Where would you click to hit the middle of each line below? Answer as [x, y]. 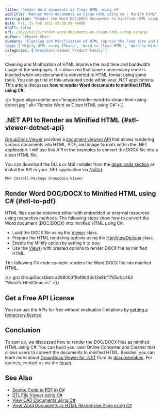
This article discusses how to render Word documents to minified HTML [78, 85]
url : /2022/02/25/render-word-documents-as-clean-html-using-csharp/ [77, 32]
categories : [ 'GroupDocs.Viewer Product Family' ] [56, 50]
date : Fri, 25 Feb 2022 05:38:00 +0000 [45, 23]
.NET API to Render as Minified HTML [62, 120]
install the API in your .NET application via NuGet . [54, 170]
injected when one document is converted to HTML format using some [76, 75]
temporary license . [24, 315]
